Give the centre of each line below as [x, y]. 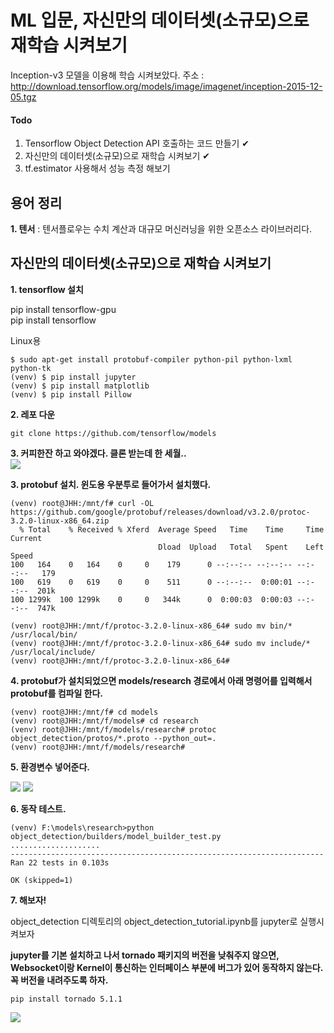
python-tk [31, 368]
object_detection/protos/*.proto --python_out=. [113, 738]
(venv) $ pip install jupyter [73, 377]
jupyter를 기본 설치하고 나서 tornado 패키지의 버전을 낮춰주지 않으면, [145, 955]
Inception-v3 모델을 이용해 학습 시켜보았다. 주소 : [107, 75]
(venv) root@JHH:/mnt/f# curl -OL [82, 503]
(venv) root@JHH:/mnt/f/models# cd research [104, 721]
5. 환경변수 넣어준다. [50, 767]
